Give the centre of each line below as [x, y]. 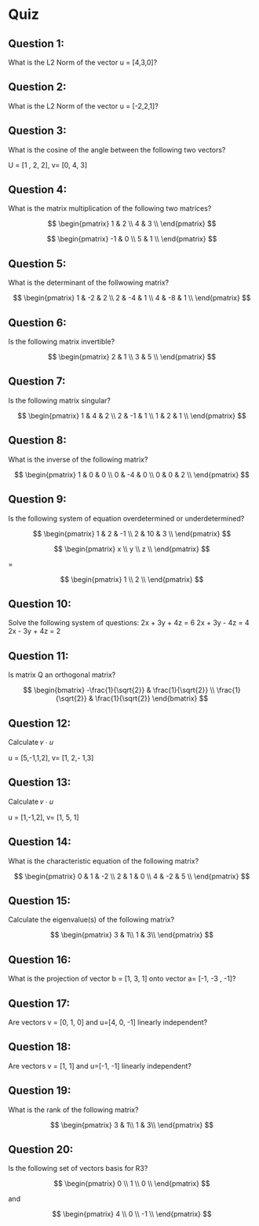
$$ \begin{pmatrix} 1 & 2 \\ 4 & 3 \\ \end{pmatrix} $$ [132, 224]
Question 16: [40, 960]
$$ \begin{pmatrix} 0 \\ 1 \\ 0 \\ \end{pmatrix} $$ [132, 1184]
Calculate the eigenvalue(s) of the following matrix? [91, 920]
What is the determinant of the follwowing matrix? [89, 283]
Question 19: [40, 1091]
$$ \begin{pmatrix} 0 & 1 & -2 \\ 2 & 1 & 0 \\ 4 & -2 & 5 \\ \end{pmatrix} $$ [132, 876]
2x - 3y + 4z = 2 [35, 631]
